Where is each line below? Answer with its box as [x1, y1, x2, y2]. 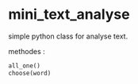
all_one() [8, 61, 41, 70]
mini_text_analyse [8, 5, 130, 24]
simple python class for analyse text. [8, 31, 128, 41]
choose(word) [8, 69, 52, 77]
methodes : [8, 46, 45, 56]
